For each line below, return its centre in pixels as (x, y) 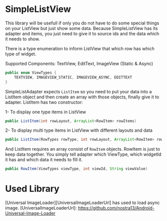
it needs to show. (23, 39)
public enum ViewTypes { (31, 73)
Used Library (32, 189)
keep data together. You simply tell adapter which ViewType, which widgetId (83, 154)
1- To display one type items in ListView (46, 112)
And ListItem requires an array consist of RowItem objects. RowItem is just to (83, 149)
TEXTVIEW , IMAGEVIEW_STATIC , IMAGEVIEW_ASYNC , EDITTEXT (73, 77)
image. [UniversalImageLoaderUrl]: (41, 208)
